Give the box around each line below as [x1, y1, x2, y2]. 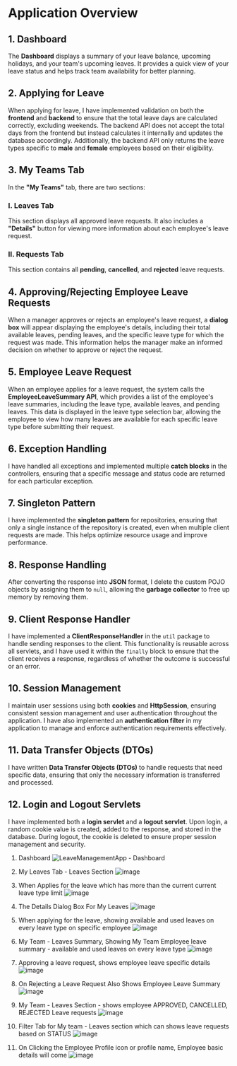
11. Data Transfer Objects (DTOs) [8, 744, 154, 756]
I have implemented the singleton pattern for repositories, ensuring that [8, 516, 218, 525]
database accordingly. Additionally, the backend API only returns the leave [8, 136, 224, 144]
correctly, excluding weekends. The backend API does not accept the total [8, 121, 225, 129]
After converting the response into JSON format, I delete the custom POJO [8, 578, 225, 586]
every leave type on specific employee [18, 923, 131, 932]
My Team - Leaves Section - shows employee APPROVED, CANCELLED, [18, 1000, 228, 1009]
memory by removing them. [8, 592, 89, 602]
